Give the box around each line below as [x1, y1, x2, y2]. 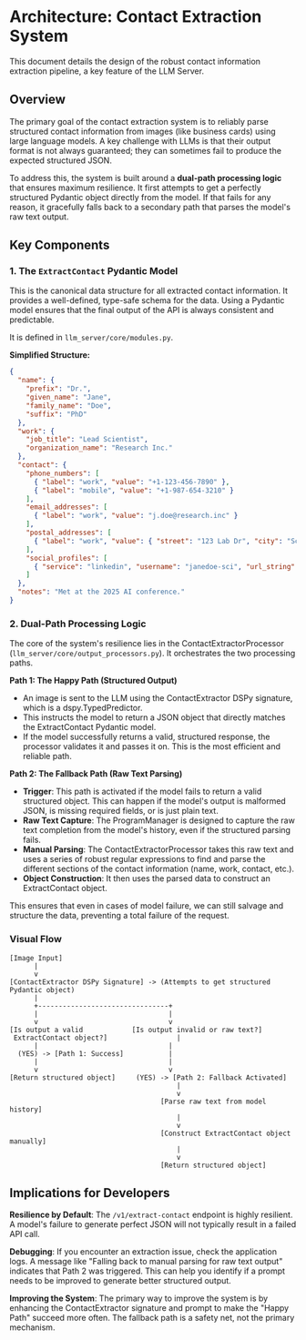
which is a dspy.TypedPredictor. [22, 703, 143, 714]
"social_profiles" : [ [25, 553, 107, 563]
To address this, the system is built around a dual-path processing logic [9, 172, 282, 183]
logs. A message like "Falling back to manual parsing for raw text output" [9, 1256, 283, 1267]
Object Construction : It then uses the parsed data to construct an [22, 873, 270, 884]
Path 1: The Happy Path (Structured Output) [9, 675, 178, 686]
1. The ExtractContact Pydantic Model [9, 265, 178, 278]
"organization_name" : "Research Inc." [25, 443, 173, 452]
